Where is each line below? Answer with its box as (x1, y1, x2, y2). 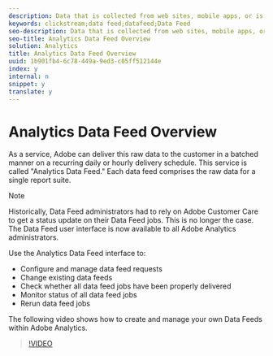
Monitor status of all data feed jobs (19, 290, 137, 300)
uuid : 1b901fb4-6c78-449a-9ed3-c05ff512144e (8, 58, 162, 66)
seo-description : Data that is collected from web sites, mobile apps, (8, 27, 256, 35)
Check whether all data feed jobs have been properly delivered (19, 281, 232, 291)
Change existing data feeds (19, 273, 113, 283)
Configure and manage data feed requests (19, 264, 162, 274)
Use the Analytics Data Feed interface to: (8, 249, 146, 258)
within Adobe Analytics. (8, 323, 88, 333)
